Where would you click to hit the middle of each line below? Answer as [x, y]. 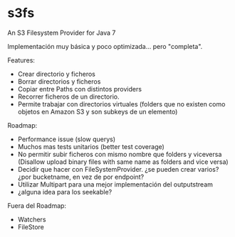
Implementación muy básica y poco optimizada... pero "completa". [105, 46]
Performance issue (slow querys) [67, 139]
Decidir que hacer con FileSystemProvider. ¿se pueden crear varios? [118, 169]
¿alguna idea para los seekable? [65, 192]
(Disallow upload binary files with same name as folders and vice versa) [123, 162]
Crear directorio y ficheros [57, 74]
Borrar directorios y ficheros [59, 81]
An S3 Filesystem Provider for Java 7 [62, 33]
